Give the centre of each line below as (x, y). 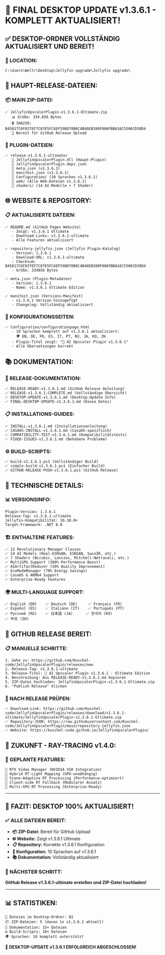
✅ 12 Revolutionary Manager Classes (43, 549)
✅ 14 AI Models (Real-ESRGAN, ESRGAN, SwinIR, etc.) (61, 554)
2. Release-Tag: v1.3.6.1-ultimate (41, 669)
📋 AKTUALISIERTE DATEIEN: (41, 215)
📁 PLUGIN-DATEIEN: (29, 145)
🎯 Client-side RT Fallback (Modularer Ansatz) (54, 783)
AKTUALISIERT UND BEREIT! (50, 46)
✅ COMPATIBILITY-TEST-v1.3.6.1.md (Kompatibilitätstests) (66, 435)
